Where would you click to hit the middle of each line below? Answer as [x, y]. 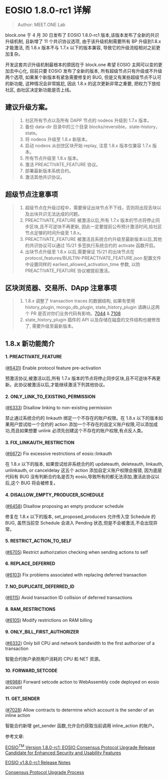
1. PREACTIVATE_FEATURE [34, 357]
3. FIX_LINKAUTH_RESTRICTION [40, 442]
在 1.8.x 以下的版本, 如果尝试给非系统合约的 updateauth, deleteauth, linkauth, [84, 464]
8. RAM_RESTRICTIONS [30, 609]
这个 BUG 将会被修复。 [34, 483]
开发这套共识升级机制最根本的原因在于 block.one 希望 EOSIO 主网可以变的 [82, 64]
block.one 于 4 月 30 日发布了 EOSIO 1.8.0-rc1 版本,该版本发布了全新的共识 [82, 35]
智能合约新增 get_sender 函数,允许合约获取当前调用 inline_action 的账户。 [81, 726]
